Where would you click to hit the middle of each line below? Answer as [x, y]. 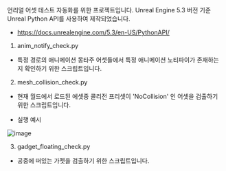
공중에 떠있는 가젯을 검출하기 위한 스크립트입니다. [83, 161]
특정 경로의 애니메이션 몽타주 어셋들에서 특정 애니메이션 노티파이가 [106, 60]
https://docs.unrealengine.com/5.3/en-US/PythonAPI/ [93, 32]
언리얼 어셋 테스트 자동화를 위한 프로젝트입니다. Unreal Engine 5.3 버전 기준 [109, 10]
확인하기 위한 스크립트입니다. [63, 68]
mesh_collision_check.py [52, 82]
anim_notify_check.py [48, 46]
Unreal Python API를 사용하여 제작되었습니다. [69, 19]
